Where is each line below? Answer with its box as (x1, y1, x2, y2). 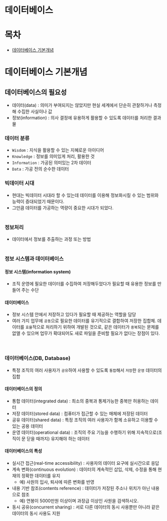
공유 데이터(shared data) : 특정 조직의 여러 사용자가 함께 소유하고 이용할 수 (11, 417, 158, 423)
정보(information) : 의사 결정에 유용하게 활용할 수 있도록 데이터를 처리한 (11, 115, 152, 121)
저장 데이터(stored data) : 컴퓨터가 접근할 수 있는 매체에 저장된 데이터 (11, 410, 148, 417)
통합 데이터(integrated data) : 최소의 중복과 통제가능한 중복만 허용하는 (11, 398, 149, 404)
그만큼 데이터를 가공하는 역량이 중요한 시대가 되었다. (11, 204, 113, 211)
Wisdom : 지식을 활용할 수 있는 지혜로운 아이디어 (11, 147, 104, 153)
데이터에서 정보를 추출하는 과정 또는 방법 (11, 236, 91, 242)
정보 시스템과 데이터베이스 (4, 255, 64, 262)
